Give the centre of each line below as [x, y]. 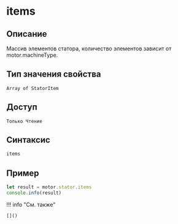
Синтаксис [28, 140]
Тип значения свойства [54, 74]
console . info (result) [34, 193]
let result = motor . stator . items [49, 187]
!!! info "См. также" [31, 204]
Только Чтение [25, 121]
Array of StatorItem [33, 88]
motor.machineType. [32, 55]
